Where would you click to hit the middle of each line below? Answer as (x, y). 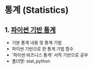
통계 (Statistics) (37, 10)
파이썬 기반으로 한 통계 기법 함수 (43, 49)
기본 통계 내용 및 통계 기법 (37, 43)
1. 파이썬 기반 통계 (30, 30)
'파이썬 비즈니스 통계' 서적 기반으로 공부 (50, 55)
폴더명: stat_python (31, 61)
